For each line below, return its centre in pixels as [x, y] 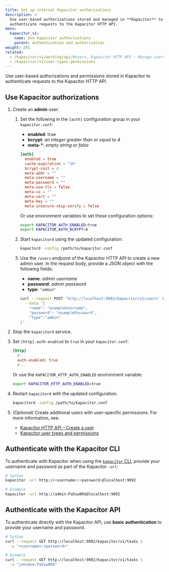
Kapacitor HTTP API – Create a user [57, 427]
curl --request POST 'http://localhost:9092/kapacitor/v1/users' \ [92, 299]
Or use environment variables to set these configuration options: [87, 216]
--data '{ [35, 304]
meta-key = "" [39, 201]
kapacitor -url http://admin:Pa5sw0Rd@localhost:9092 [63, 494]
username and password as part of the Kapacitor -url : [62, 466]
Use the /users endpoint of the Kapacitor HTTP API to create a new [90, 258]
